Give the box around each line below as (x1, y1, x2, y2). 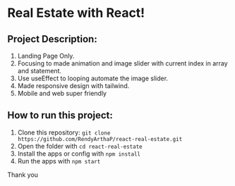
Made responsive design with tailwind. (17, 82, 130, 89)
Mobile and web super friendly (17, 89, 107, 97)
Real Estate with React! (7, 5, 145, 21)
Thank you (7, 170, 39, 179)
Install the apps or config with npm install (17, 149, 141, 158)
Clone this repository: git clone (17, 128, 111, 137)
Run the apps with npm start (17, 156, 101, 165)
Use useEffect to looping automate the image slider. (17, 74, 168, 82)
